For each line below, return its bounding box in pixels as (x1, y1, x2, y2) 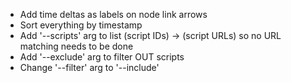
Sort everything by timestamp (19, 19, 143, 31)
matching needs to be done (19, 40, 134, 52)
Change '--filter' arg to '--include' (19, 62, 160, 73)
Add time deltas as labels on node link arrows (19, 9, 208, 20)
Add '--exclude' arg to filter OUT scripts (19, 51, 185, 63)
